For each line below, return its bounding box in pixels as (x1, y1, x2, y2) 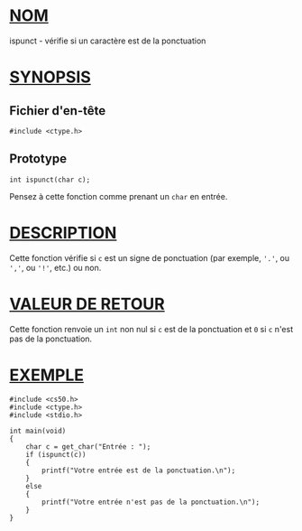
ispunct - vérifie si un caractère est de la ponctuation (9, 35, 206, 46)
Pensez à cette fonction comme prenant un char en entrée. (9, 191, 228, 201)
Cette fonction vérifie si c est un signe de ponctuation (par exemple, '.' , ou (9, 252, 290, 263)
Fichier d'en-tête (9, 103, 106, 118)
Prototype (9, 151, 68, 167)
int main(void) (9, 426, 67, 435)
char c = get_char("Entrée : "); (25, 442, 151, 452)
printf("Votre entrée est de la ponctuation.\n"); (41, 466, 236, 475)
